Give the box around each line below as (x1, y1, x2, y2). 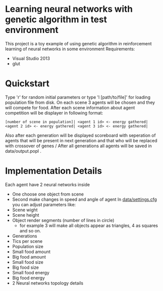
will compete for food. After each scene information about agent (5, 104, 135, 110)
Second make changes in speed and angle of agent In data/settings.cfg (12, 196, 157, 202)
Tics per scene (12, 238, 43, 244)
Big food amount (12, 254, 46, 259)
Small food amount (12, 249, 51, 255)
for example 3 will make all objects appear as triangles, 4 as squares (19, 223, 158, 228)
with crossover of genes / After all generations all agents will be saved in (5, 143, 152, 149)
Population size (12, 243, 44, 249)
